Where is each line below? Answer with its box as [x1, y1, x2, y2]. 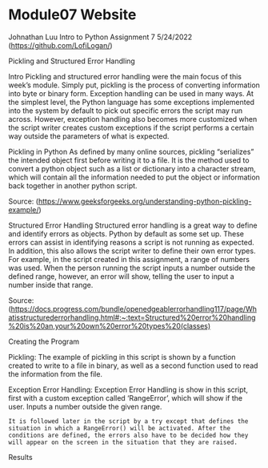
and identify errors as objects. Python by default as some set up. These [8, 228, 244, 238]
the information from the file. [8, 369, 102, 378]
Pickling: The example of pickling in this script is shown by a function [8, 352, 236, 361]
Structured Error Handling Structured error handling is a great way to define [8, 220, 258, 230]
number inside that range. [8, 280, 94, 289]
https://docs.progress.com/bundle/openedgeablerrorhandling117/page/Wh [10, 304, 258, 313]
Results [8, 452, 34, 462]
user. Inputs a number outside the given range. [8, 401, 162, 411]
